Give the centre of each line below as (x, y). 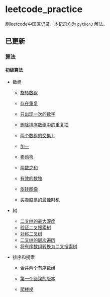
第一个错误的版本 (38, 279)
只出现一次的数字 (38, 114)
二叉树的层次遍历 (38, 240)
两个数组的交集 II (37, 136)
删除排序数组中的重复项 (44, 125)
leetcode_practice (44, 9)
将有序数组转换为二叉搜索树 (49, 247)
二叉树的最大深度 (38, 221)
